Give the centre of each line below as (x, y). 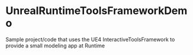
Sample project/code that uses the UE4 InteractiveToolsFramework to (90, 39)
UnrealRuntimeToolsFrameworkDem (96, 11)
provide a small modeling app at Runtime (55, 46)
